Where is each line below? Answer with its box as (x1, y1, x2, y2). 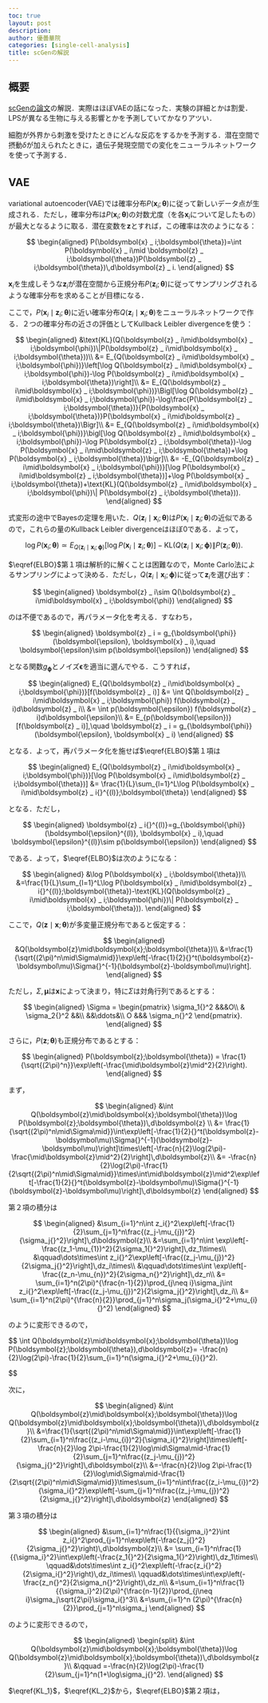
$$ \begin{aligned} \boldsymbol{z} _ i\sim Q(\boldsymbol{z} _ (32, 587, 236, 596)
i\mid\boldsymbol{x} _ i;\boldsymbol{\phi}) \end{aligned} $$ (35, 595, 233, 605)
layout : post (8, 19, 52, 27)
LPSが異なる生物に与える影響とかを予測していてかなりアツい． (8, 113, 217, 122)
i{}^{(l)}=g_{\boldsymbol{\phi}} (144, 820, 246, 830)
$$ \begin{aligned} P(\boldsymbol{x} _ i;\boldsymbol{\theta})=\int (26, 237, 242, 247)
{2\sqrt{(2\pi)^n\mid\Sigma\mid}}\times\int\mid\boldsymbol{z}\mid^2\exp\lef (8, 1169, 260, 1179)
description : (8, 26, 52, 34)
